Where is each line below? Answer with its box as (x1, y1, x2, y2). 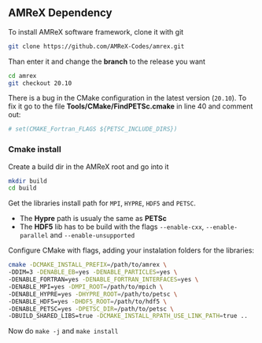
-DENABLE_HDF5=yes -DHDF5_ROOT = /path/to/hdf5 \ (8, 297, 168, 305)
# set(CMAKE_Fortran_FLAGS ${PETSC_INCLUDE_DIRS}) (8, 125, 178, 133)
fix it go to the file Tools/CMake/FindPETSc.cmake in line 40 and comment (8, 101, 253, 111)
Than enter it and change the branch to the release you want (8, 57, 206, 66)
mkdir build (8, 177, 47, 185)
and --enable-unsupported (50, 231, 135, 240)
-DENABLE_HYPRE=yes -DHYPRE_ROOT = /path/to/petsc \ (8, 290, 178, 298)
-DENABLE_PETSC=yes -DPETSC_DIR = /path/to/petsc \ (8, 304, 175, 313)
